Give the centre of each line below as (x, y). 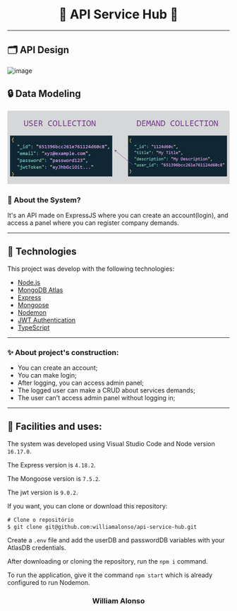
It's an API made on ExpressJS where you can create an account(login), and (118, 215)
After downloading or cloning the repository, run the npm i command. (108, 561)
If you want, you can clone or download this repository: (87, 506)
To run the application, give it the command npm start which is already (110, 575)
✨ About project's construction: (63, 352)
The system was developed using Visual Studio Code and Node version (111, 443)
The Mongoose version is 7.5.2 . (54, 478)
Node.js (29, 282)
